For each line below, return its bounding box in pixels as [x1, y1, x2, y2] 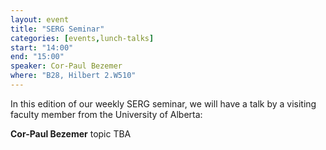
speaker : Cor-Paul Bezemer [10, 61, 123, 71]
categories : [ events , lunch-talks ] [10, 33, 155, 43]
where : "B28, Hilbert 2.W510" [10, 71, 137, 81]
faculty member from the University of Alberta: [10, 108, 203, 120]
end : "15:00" [10, 52, 65, 62]
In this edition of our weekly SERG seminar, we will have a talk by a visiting [10, 97, 317, 110]
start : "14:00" [10, 42, 74, 53]
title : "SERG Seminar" [10, 24, 105, 34]
